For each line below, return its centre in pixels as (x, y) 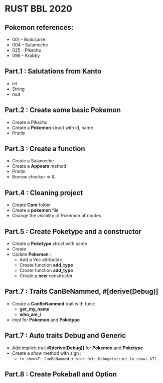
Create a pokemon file (35, 210)
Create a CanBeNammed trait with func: (54, 303)
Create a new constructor (46, 276)
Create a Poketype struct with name (49, 244)
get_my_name (34, 309)
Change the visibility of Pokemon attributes (56, 216)
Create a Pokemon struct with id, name (52, 127)
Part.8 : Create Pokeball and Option (61, 374)
